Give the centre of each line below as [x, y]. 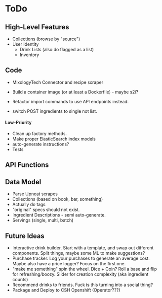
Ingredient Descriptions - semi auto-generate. [59, 215]
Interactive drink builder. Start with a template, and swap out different [83, 248]
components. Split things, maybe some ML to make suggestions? [79, 253]
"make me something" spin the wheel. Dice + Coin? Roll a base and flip [84, 269]
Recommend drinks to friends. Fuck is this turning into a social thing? [82, 285]
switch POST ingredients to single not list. [55, 111]
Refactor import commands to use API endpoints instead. [70, 101]
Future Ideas [25, 236]
